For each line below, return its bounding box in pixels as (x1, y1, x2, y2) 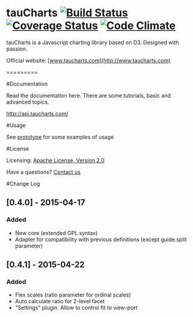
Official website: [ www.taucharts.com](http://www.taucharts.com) (6, 57, 171, 64)
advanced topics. (6, 98, 49, 105)
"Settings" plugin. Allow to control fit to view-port (14, 304, 138, 312)
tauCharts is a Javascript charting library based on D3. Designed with (6, 39, 179, 46)
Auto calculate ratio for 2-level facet (14, 298, 105, 305)
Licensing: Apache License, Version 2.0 (6, 157, 105, 164)
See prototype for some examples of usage (6, 133, 114, 140)
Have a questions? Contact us (6, 168, 81, 175)
